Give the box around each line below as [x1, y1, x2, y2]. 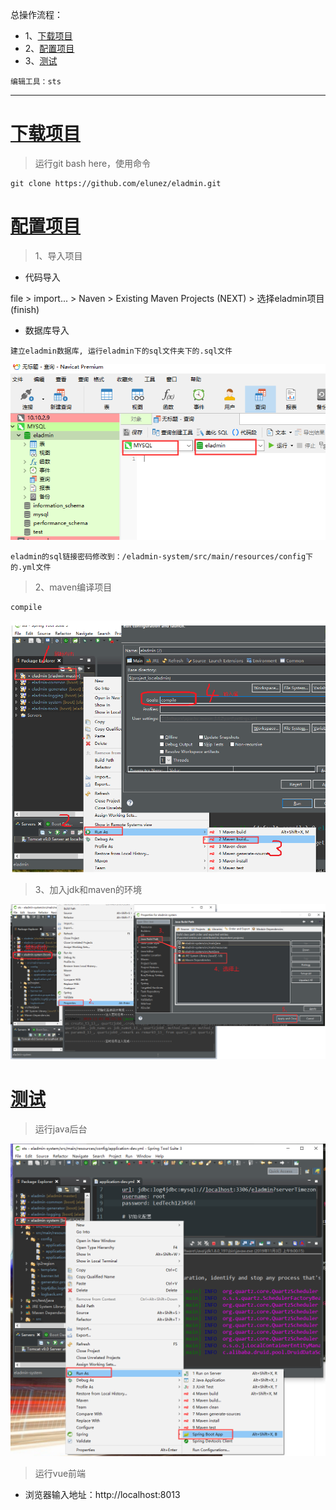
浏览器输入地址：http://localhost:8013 [24, 1488, 181, 1500]
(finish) [10, 303, 40, 315]
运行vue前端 [34, 1467, 87, 1479]
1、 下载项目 [24, 30, 73, 42]
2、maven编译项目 [34, 581, 113, 593]
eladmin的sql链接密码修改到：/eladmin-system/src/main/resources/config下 [10, 552, 314, 562]
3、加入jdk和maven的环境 [34, 884, 143, 896]
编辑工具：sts [10, 77, 62, 87]
